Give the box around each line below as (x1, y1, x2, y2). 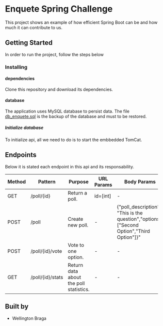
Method (7, 178, 26, 185)
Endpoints (5, 151, 37, 159)
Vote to (67, 242, 84, 248)
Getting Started (5, 39, 53, 47)
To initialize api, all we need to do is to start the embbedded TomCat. (5, 137, 142, 143)
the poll (67, 280, 85, 287)
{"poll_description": (116, 203, 161, 210)
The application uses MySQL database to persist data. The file (5, 108, 130, 114)
